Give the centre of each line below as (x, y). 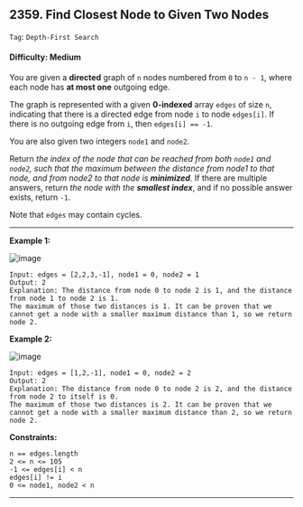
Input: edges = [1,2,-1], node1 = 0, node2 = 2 (101, 373)
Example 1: (30, 241)
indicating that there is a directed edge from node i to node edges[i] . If (142, 114)
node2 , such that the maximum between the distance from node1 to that (142, 169)
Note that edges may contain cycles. (76, 215)
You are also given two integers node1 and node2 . (100, 141)
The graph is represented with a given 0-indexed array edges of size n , (141, 105)
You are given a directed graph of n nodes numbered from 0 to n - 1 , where (151, 78)
